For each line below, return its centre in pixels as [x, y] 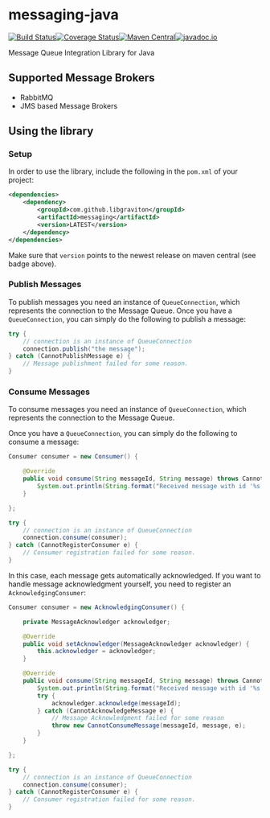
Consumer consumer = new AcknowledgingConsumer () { [96, 607]
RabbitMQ [37, 97]
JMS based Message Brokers [69, 105]
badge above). [33, 264]
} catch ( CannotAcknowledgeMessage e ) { [106, 711]
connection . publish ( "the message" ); [84, 349]
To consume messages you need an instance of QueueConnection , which [127, 409]
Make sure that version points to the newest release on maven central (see [132, 255]
